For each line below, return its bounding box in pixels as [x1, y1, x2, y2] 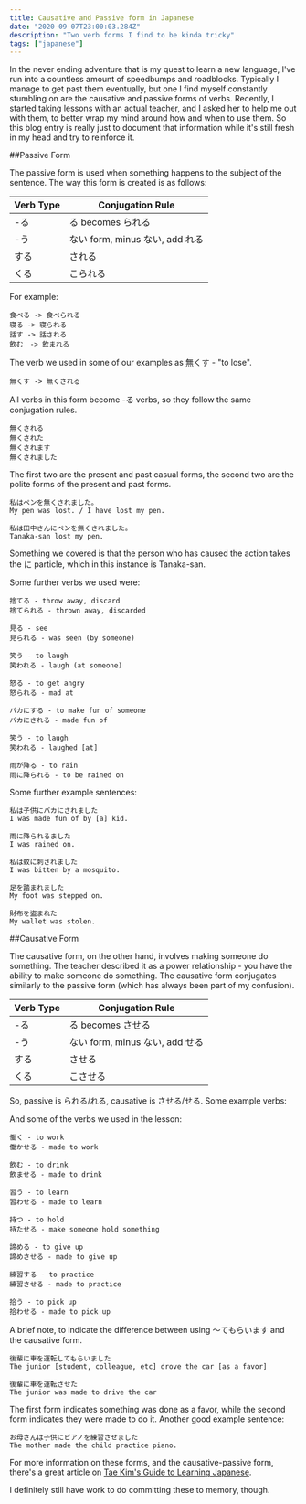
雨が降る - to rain [9, 761, 79, 771]
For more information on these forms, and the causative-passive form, [9, 1457, 274, 1468]
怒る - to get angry [9, 678, 85, 688]
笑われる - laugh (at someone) [9, 661, 123, 670]
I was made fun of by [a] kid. [9, 815, 129, 824]
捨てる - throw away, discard [9, 596, 121, 606]
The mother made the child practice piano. [9, 1441, 178, 1450]
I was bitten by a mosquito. [9, 866, 121, 875]
